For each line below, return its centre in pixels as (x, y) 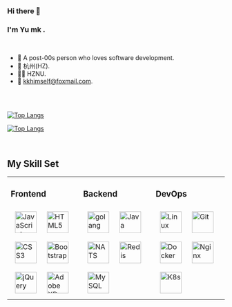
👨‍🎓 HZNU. (31, 74)
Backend (100, 194)
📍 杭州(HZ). (33, 66)
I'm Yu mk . (27, 29)
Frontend (29, 194)
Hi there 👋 (24, 11)
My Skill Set (33, 164)
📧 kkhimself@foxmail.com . (55, 81)
